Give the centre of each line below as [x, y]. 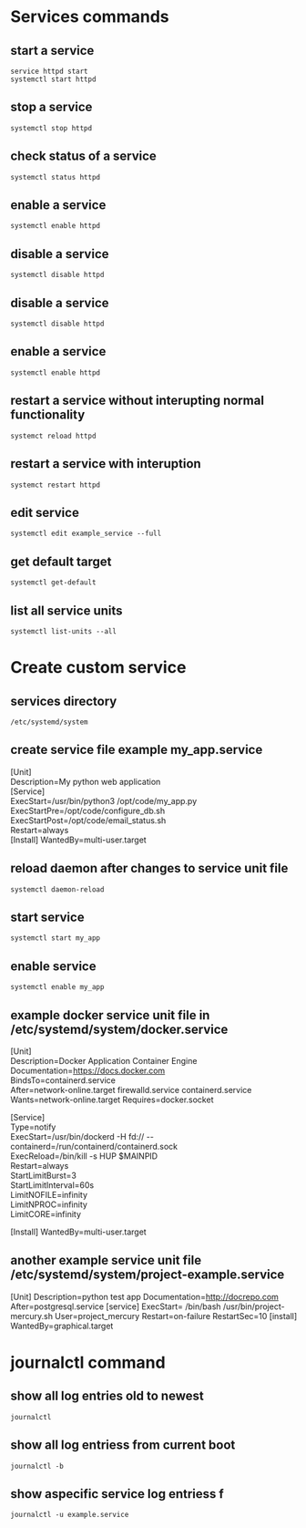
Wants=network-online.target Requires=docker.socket [112, 1100]
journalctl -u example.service [70, 1515]
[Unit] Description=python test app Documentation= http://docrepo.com [144, 1296]
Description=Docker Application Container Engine [104, 1061]
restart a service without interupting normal [138, 401]
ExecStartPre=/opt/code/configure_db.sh [88, 810]
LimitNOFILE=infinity [49, 1195]
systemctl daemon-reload [57, 889]
